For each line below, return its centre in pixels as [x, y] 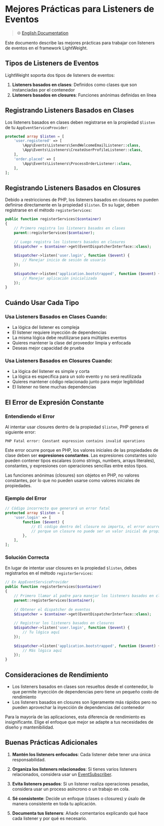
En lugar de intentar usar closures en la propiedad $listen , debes [71, 568]
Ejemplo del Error [26, 498]
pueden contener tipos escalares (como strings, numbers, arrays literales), [80, 460]
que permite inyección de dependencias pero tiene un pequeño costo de [85, 691]
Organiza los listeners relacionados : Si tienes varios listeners [74, 769]
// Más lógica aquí [42, 650]
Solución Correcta [27, 557]
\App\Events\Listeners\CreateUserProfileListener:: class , [83, 150]
